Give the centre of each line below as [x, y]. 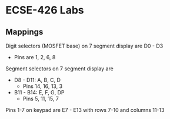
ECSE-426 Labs [45, 10]
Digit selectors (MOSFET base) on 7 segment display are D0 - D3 [84, 46]
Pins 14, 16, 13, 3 [43, 86]
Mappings [24, 32]
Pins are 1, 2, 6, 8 [35, 57]
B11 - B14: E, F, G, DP [39, 92]
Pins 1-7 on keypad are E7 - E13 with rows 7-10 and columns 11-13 [85, 110]
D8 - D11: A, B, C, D [37, 80]
